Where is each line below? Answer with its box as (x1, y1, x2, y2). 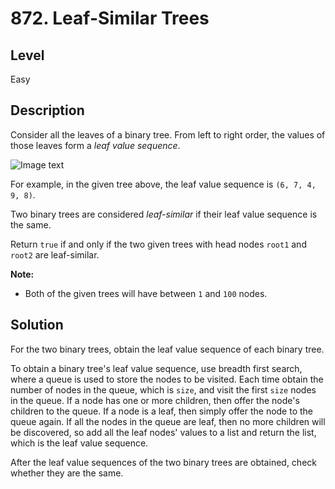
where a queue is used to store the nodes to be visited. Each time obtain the (10, 373, 324, 385)
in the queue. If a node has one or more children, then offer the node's (10, 394, 300, 406)
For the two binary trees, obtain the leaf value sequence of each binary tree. (10, 343, 325, 355)
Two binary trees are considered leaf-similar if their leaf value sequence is (10, 208, 318, 220)
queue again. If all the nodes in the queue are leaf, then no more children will (10, 415, 326, 427)
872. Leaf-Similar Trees (10, 7, 210, 30)
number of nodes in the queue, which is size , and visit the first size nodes (10, 383, 317, 396)
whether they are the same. (10, 467, 124, 479)
